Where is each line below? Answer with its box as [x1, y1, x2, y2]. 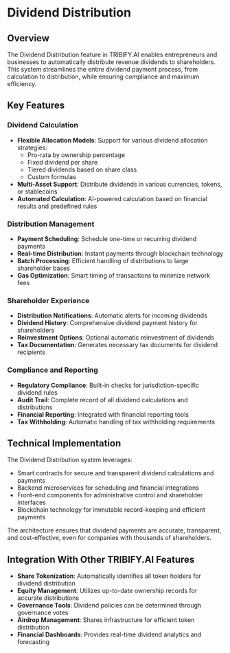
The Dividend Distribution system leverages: [7, 456, 133, 464]
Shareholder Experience [7, 296, 90, 305]
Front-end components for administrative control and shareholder [16, 491, 203, 499]
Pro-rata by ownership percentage [27, 150, 126, 159]
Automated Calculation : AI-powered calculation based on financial [16, 194, 208, 203]
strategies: [16, 143, 48, 152]
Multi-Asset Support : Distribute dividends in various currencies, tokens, [16, 180, 222, 188]
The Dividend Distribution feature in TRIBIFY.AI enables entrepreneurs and [7, 50, 218, 59]
